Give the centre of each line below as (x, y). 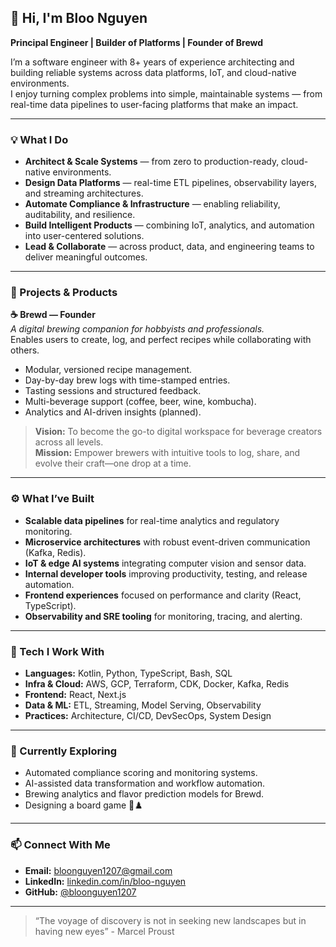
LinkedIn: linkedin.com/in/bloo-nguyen (105, 881)
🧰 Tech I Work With (57, 651)
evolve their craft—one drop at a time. (113, 463)
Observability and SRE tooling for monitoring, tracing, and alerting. (163, 616)
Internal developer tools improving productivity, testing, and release (166, 573)
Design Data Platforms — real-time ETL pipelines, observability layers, (170, 183)
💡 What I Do (39, 139)
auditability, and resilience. (80, 215)
